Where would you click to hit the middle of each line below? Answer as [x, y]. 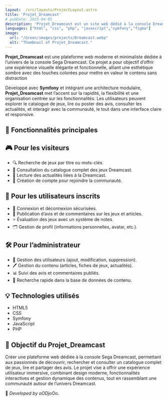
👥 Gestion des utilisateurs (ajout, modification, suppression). [74, 260]
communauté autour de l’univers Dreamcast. [51, 383]
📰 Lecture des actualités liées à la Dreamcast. [59, 175]
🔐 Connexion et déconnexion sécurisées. [55, 208]
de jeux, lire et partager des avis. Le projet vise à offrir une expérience [77, 368]
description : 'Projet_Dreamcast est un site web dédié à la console [78, 24]
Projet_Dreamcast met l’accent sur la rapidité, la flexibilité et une [72, 93]
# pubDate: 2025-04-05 [29, 19]
